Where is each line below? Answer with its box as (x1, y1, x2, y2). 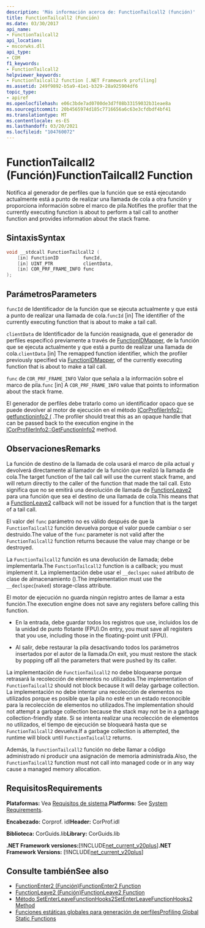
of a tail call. (6, 505, 37, 513)
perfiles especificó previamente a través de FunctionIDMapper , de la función (6, 336, 199, 344)
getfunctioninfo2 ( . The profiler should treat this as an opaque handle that (6, 412, 192, 420)
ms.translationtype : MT (6, 112, 67, 118)
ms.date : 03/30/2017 (6, 20, 59, 26)
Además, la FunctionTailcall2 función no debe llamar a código (6, 745, 166, 753)
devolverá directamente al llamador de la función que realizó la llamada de (6, 466, 194, 474)
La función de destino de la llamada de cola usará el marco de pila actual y (6, 460, 195, 467)
